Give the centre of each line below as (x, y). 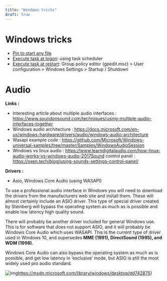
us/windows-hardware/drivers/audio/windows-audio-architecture (80, 135)
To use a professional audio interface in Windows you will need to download (84, 191)
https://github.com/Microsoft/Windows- (103, 140)
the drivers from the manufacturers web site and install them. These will (79, 196)
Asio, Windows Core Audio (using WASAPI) (57, 181)
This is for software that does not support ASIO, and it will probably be (78, 227)
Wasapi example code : (37, 140)
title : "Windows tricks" (31, 10)
